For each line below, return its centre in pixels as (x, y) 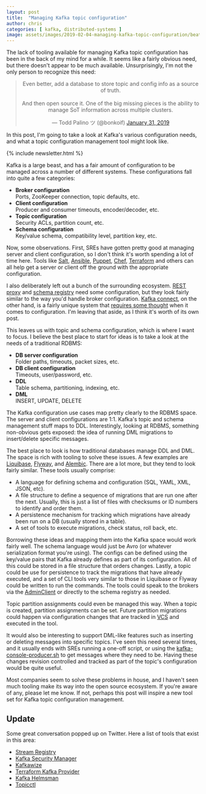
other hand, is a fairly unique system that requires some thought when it (97, 305)
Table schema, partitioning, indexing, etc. (67, 388)
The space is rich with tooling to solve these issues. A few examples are (97, 457)
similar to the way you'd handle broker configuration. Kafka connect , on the (102, 299)
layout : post (23, 12)
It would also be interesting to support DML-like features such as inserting (100, 636)
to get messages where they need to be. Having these (129, 655)
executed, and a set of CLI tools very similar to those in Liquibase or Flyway (102, 579)
